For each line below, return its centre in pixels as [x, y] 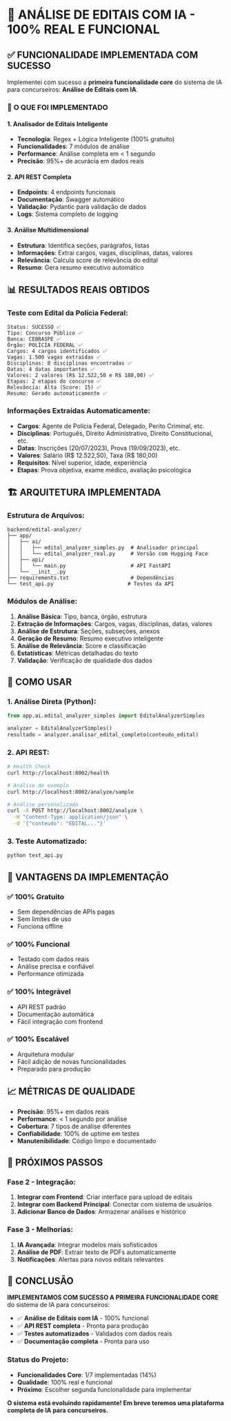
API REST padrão [42, 1007]
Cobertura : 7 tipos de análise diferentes [74, 1126]
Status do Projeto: [38, 1360]
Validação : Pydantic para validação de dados [82, 207]
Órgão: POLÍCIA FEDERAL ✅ [45, 345]
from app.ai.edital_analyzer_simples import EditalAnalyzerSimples [106, 716]
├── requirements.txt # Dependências [91, 578]
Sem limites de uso [44, 919]
